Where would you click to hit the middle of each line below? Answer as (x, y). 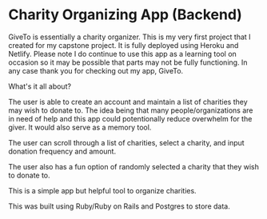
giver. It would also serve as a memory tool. (80, 127)
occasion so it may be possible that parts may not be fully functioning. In (128, 62)
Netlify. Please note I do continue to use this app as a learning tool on (123, 54)
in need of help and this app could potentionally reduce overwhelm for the (130, 118)
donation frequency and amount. (62, 151)
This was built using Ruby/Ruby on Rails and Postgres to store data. (119, 206)
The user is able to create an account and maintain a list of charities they (128, 102)
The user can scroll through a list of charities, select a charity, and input (127, 142)
